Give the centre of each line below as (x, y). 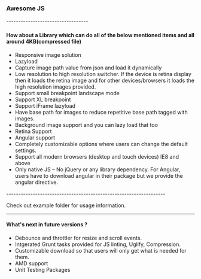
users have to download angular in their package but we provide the (99, 175)
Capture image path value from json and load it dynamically (88, 68)
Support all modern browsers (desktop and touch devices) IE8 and (97, 156)
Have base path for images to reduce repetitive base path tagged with (101, 112)
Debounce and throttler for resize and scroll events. (78, 238)
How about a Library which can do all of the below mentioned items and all (100, 35)
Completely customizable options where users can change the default (101, 144)
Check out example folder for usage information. (66, 205)
